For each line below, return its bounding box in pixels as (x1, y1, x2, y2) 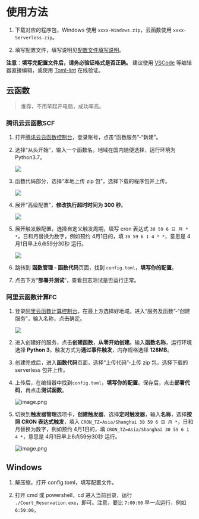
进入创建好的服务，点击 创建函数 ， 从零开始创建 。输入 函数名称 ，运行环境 (14, 339, 192, 346)
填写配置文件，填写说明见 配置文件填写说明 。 (14, 46, 125, 54)
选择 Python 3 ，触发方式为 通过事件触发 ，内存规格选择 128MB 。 (14, 346, 173, 353)
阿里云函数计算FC (6, 293, 58, 301)
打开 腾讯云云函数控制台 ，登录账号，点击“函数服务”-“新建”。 (14, 133, 162, 141)
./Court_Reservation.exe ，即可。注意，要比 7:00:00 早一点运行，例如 (14, 499, 187, 506)
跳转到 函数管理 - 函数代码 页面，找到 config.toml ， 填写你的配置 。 (14, 264, 177, 271)
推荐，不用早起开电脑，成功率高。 (20, 102, 105, 110)
